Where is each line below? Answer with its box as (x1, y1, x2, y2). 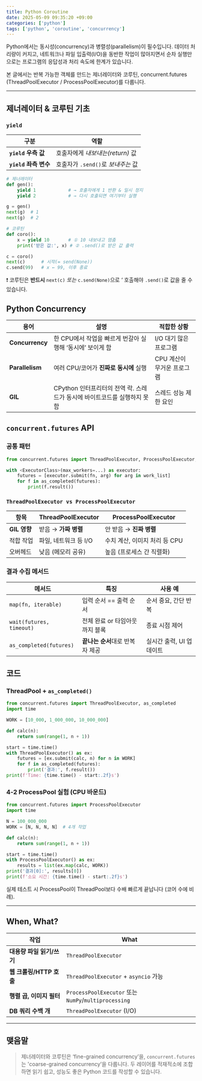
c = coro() (6, 253, 34, 259)
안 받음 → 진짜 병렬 (105, 525, 156, 534)
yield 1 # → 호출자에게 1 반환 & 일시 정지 (17, 187, 143, 193)
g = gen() (6, 203, 31, 210)
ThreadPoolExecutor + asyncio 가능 (66, 972, 164, 980)
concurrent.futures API (6, 423, 94, 433)
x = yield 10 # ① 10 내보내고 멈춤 (17, 236, 116, 243)
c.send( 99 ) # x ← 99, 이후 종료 (6, 265, 88, 271)
